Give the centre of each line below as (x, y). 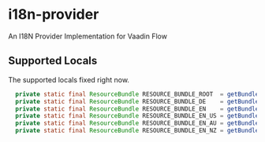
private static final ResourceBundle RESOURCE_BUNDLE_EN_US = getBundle (137, 116)
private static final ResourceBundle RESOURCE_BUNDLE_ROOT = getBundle (137, 94)
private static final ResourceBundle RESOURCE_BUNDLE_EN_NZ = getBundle (137, 131)
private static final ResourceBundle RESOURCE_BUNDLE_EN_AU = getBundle (137, 123)
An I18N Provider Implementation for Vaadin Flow (88, 36)
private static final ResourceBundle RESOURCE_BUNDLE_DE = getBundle (137, 101)
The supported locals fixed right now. (69, 79)
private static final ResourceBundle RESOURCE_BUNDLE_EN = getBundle (137, 109)
